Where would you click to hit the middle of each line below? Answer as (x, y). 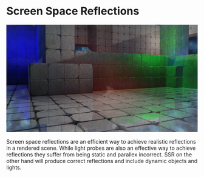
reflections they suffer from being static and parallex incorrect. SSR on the (99, 155)
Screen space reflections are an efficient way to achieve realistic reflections (101, 142)
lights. (14, 167)
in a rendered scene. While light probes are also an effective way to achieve (101, 148)
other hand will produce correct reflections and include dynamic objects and (102, 161)
